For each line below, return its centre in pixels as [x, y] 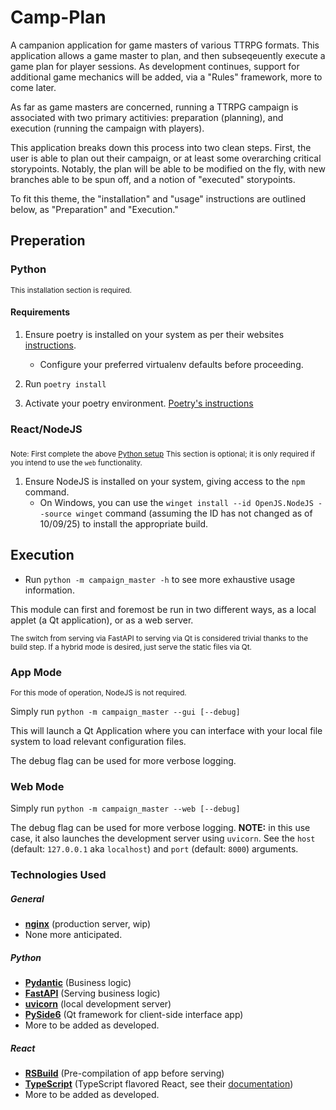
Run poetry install [65, 383]
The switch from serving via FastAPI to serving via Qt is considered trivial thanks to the [159, 638]
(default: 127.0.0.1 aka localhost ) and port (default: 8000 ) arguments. [154, 849]
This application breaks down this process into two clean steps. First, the [161, 147]
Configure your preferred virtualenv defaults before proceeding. [171, 364]
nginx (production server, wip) [88, 924]
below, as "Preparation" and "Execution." [94, 209]
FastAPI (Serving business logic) [92, 993]
